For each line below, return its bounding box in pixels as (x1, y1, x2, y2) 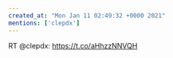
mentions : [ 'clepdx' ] (8, 19, 81, 27)
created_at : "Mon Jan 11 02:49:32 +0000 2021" (8, 11, 166, 20)
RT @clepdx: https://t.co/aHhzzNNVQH (8, 41, 138, 50)
